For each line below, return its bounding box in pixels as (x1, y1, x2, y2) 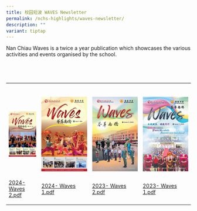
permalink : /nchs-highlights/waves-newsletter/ (6, 15, 125, 22)
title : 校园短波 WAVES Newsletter (6, 9, 87, 15)
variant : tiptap (6, 28, 46, 34)
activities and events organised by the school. (6, 51, 117, 58)
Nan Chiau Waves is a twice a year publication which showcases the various (6, 44, 191, 52)
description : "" (6, 22, 46, 27)
